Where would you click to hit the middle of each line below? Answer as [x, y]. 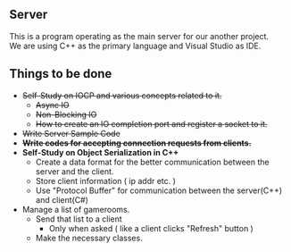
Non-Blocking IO [66, 114]
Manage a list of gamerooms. [76, 209]
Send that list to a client [79, 219]
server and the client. [75, 171]
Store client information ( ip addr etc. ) [106, 181]
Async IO [52, 105]
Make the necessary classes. [89, 238]
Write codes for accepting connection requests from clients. [137, 143]
